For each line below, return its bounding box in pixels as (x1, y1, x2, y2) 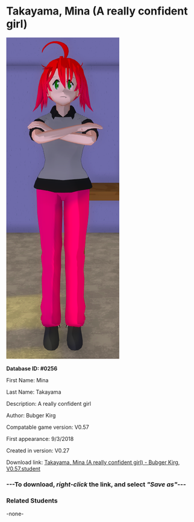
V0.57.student (6, 465, 41, 472)
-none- (6, 510, 24, 518)
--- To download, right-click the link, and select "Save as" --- (6, 480, 187, 488)
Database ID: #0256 (6, 365, 58, 372)
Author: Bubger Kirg (6, 411, 56, 419)
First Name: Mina (6, 376, 49, 383)
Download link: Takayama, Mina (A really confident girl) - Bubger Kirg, (6, 458, 180, 466)
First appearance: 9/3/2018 (6, 435, 74, 442)
